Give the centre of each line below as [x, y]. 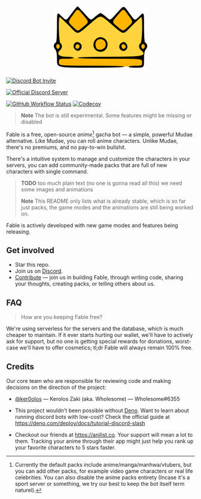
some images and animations [57, 189]
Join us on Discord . [39, 271]
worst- [183, 342]
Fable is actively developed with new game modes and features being [92, 225]
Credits [20, 366]
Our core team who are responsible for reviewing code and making [89, 381]
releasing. [19, 232]
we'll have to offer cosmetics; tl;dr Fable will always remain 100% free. [106, 348]
